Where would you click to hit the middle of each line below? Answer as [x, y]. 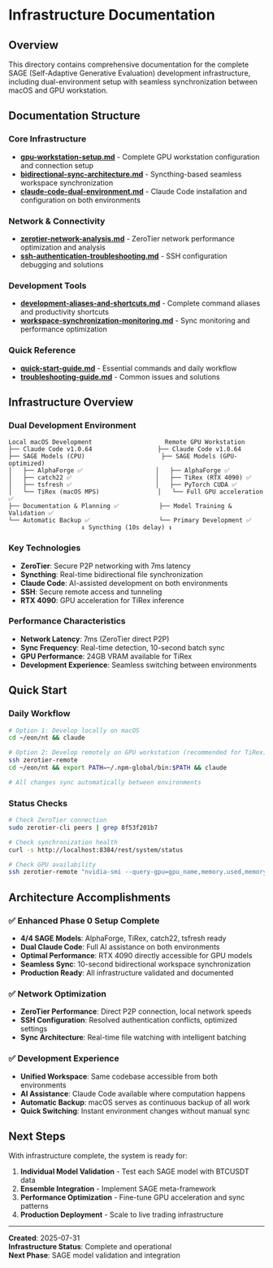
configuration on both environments [80, 200]
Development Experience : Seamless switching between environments [139, 665]
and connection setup [57, 165]
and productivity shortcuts [65, 312]
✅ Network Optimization [58, 993]
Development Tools [48, 285]
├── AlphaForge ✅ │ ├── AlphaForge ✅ [126, 471]
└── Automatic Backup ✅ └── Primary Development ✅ [130, 521]
